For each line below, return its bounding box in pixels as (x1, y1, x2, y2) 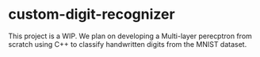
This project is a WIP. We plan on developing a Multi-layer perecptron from (8, 31, 252, 41)
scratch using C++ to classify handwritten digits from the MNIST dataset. (8, 39, 247, 48)
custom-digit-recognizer (8, 5, 176, 23)
